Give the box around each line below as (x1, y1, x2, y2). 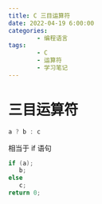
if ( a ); (8, 159, 34, 167)
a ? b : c (8, 127, 41, 136)
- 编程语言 (37, 34, 69, 42)
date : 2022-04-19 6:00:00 (8, 19, 94, 27)
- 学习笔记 (37, 64, 69, 72)
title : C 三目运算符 (8, 11, 70, 20)
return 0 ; (8, 189, 41, 197)
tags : (8, 42, 26, 50)
